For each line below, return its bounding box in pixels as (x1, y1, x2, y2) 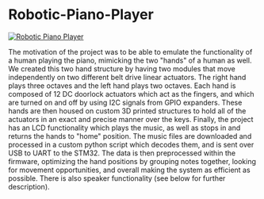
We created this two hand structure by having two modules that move (8, 63, 236, 73)
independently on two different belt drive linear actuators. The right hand (8, 72, 247, 82)
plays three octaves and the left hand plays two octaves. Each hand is (8, 81, 236, 90)
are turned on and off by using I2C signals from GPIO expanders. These (8, 98, 243, 107)
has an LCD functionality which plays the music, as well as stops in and (8, 123, 241, 132)
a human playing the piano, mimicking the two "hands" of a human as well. (8, 55, 252, 65)
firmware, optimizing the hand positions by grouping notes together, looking (8, 156, 256, 166)
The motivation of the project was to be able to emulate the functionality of (8, 47, 253, 56)
